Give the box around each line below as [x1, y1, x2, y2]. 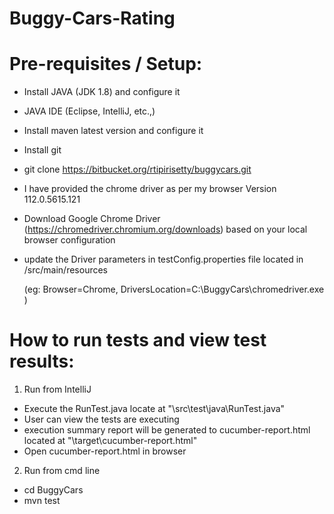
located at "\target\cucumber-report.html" [23, 435, 198, 447]
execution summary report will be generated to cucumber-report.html [23, 424, 311, 436]
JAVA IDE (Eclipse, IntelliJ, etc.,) [23, 105, 156, 117]
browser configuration [23, 234, 116, 246]
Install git [23, 144, 62, 156]
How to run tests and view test [9, 329, 267, 352]
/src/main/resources [23, 264, 108, 276]
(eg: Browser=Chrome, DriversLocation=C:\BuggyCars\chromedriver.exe [23, 283, 325, 296]
